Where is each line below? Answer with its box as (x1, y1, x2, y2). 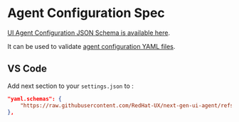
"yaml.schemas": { (7, 95, 62, 102)
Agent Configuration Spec (7, 5, 165, 21)
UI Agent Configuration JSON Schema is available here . (7, 28, 171, 37)
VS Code (7, 62, 48, 75)
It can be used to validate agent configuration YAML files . (7, 42, 176, 50)
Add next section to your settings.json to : (7, 82, 134, 90)
